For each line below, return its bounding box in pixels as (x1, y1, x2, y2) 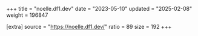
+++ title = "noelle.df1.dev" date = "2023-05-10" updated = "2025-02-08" (6, 5, 193, 12)
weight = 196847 (6, 11, 48, 19)
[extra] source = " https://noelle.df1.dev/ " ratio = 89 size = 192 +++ (6, 23, 172, 30)
